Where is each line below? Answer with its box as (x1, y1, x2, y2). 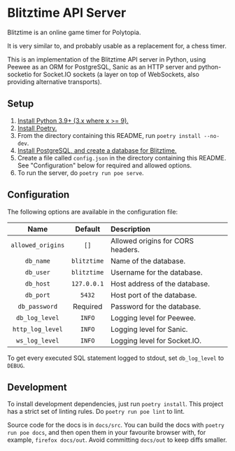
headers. (111, 244, 140, 254)
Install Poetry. (17, 124, 57, 132)
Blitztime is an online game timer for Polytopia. (7, 28, 141, 36)
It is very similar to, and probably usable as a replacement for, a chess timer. (7, 41, 227, 50)
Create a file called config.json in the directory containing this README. (17, 153, 227, 162)
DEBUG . (7, 361, 25, 369)
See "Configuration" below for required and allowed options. (17, 161, 192, 169)
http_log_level (13, 325, 63, 333)
